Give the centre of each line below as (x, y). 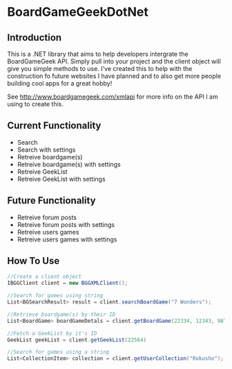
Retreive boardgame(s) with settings (69, 164)
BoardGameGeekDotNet (78, 12)
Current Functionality (54, 126)
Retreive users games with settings (67, 239)
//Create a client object (44, 277)
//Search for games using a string (58, 352)
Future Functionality (51, 201)
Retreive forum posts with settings (66, 224)
